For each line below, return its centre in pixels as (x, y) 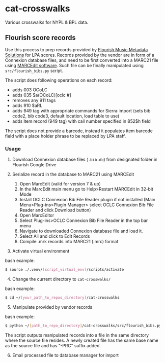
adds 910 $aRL (27, 105)
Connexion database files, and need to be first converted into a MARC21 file (82, 60)
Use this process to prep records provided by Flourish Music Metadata (77, 49)
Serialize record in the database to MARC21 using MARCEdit (73, 174)
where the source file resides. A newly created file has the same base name (82, 340)
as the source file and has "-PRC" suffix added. (53, 345)
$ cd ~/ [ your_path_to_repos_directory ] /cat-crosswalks (62, 297)
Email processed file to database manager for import (65, 355)
